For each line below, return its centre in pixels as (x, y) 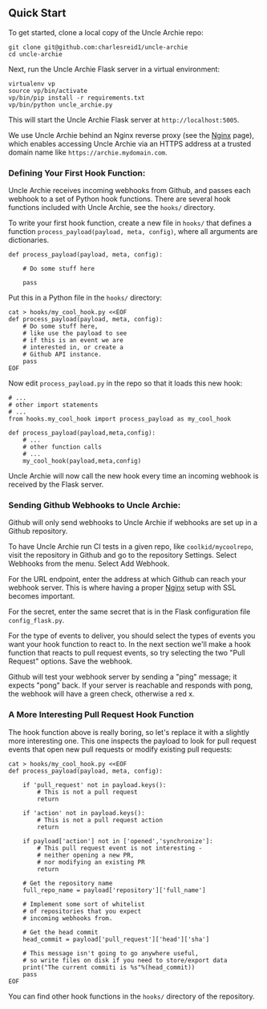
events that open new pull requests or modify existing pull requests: (120, 749)
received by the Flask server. (56, 485)
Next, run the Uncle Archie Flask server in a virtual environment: (114, 69)
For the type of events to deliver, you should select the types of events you (132, 636)
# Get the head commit (61, 932)
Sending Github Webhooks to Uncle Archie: (95, 506)
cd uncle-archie (35, 54)
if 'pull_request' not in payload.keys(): (95, 785)
